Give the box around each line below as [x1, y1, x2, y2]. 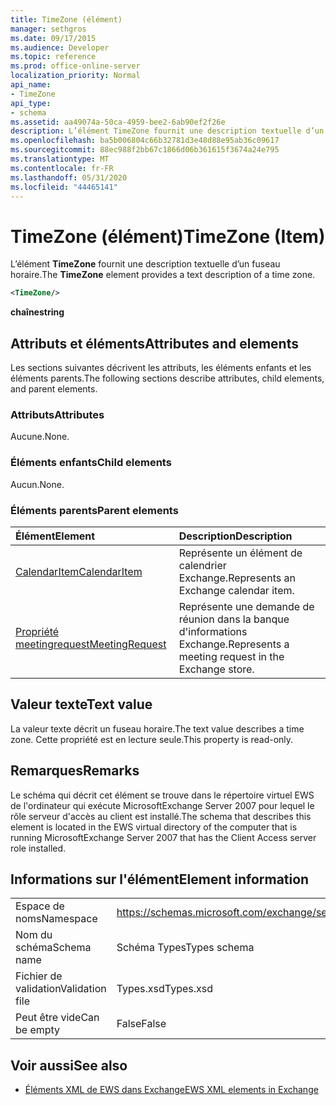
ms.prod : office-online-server [10, 61, 141, 71]
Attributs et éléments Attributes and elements [10, 335, 299, 352]
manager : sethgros [10, 24, 87, 34]
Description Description [178, 529, 293, 543]
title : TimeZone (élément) [10, 14, 123, 25]
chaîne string [10, 306, 65, 318]
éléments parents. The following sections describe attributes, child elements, [10, 372, 325, 384]
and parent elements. [10, 383, 98, 395]
